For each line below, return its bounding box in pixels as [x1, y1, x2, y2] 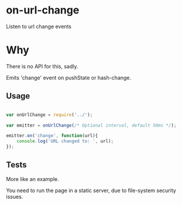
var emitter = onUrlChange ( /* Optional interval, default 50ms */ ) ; [6, 122, 177, 128]
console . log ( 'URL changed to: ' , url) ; [16, 138, 114, 144]
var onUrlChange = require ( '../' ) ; [6, 112, 93, 118]
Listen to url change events [6, 23, 72, 30]
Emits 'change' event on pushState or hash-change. [6, 74, 132, 81]
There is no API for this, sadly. [6, 63, 78, 70]
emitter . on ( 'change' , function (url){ [6, 133, 98, 139]
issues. [6, 193, 23, 200]
